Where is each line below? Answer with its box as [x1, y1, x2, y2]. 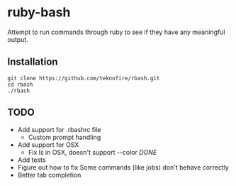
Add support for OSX [17, 140, 79, 149]
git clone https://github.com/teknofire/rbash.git [7, 75, 160, 82]
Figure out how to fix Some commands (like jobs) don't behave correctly [17, 163, 229, 171]
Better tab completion [17, 170, 82, 179]
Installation [7, 56, 58, 68]
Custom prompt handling [28, 133, 101, 141]
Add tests [17, 155, 46, 164]
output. [7, 35, 28, 43]
